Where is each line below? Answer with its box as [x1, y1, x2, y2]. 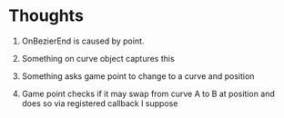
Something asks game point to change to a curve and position [21, 70, 255, 82]
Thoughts [8, 5, 84, 26]
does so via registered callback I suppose [21, 97, 178, 109]
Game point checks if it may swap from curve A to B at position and [21, 88, 275, 99]
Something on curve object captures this [21, 53, 175, 64]
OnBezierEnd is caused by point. [21, 35, 145, 46]
